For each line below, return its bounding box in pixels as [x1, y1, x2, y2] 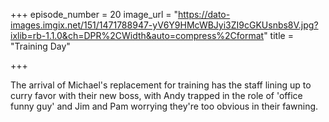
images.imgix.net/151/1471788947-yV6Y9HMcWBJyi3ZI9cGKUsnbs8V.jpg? [10, 19, 319, 31]
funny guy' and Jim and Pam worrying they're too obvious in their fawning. [10, 100, 319, 112]
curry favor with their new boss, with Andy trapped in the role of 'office [10, 90, 303, 101]
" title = [263, 30, 294, 41]
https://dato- [177, 9, 231, 20]
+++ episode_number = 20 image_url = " [10, 9, 178, 20]
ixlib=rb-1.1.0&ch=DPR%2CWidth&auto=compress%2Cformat [10, 30, 265, 41]
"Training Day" [10, 40, 71, 52]
